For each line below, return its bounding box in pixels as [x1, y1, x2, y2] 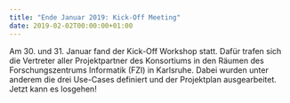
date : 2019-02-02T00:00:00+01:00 [9, 21, 133, 30]
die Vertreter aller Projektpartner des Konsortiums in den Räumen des [9, 55, 264, 66]
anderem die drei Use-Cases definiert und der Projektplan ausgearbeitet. [9, 74, 278, 84]
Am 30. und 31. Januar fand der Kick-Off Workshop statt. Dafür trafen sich [9, 45, 282, 56]
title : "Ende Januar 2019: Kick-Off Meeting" [9, 12, 181, 22]
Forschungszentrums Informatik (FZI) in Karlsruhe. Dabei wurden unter [9, 64, 269, 75]
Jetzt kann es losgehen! [9, 83, 98, 94]
